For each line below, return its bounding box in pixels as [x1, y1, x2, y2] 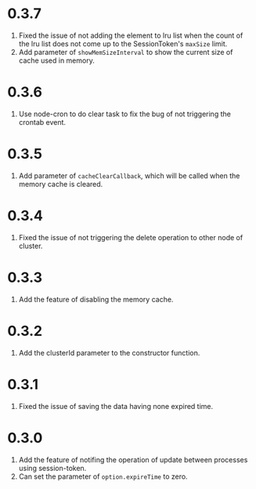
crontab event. [18, 117, 67, 126]
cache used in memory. [18, 56, 95, 65]
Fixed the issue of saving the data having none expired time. [18, 401, 214, 411]
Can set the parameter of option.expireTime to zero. [18, 472, 189, 481]
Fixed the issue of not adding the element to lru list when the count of [18, 31, 243, 40]
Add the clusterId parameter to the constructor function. [18, 348, 200, 357]
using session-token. [18, 463, 87, 473]
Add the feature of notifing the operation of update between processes [18, 454, 248, 464]
